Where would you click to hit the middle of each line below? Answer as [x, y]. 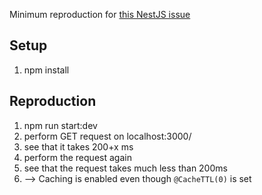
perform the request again [77, 157]
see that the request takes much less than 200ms [125, 168]
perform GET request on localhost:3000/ [107, 136]
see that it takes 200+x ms [78, 146]
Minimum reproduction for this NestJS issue [100, 14]
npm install [46, 70]
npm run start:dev [60, 125]
